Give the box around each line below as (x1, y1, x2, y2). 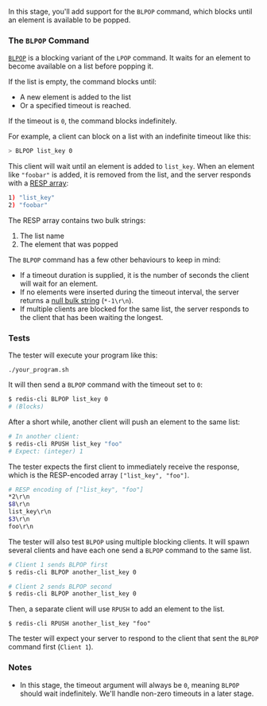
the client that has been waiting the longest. (19, 312, 164, 322)
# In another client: (8, 432, 80, 440)
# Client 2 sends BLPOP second (8, 583, 112, 591)
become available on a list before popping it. (8, 61, 153, 71)
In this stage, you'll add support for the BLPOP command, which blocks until (8, 7, 253, 16)
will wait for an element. (19, 279, 99, 288)
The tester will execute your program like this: (8, 350, 158, 361)
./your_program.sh (8, 366, 69, 374)
